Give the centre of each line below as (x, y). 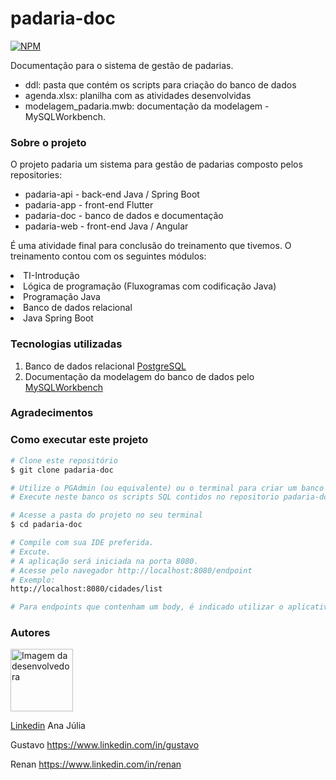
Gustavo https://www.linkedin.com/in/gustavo (105, 745)
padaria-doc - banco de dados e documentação (124, 216)
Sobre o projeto (48, 142)
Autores (30, 633)
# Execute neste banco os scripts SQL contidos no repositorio (145, 497)
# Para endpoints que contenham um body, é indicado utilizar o (147, 607)
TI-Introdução (51, 276)
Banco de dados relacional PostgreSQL (105, 366)
